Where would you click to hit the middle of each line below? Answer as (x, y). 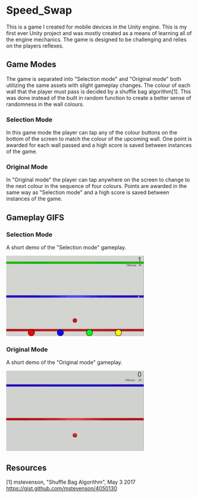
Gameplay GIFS (35, 217)
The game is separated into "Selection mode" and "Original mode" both (94, 79)
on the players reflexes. (35, 46)
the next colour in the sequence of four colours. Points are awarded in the (97, 186)
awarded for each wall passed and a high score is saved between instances (99, 145)
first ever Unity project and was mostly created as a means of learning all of (99, 33)
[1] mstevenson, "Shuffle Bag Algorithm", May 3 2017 (71, 482)
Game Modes (31, 65)
